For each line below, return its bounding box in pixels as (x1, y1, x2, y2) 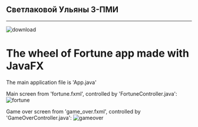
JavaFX (6, 59, 44, 73)
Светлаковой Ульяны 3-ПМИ (6, 5, 119, 15)
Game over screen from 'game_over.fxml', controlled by (6, 108, 141, 115)
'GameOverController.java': (6, 114, 72, 121)
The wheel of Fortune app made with (6, 47, 190, 60)
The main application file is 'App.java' (6, 79, 97, 86)
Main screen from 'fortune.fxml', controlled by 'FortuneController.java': (6, 90, 178, 97)
